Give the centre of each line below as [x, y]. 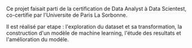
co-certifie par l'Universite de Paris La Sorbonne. [67, 15]
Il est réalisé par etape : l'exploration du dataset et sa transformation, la [94, 27]
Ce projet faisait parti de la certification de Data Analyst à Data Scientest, [97, 9]
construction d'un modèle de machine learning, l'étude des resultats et [94, 33]
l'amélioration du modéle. [37, 39]
